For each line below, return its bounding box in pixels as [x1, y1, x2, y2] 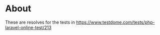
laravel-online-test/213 [5, 24, 52, 30]
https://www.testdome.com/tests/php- [76, 19, 155, 25]
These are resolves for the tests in [5, 19, 76, 25]
